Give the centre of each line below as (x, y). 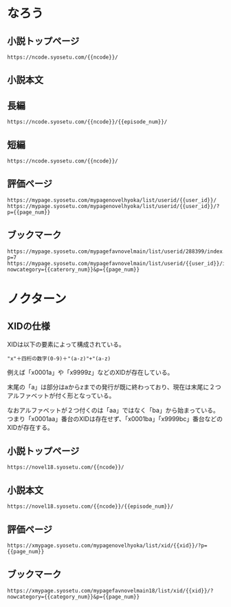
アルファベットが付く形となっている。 (61, 395)
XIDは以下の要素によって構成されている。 (66, 344)
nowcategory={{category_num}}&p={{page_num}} (73, 597)
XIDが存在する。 (30, 427)
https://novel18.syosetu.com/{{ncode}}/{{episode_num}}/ (90, 506)
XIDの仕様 (29, 326)
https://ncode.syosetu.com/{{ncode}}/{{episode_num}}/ (87, 122)
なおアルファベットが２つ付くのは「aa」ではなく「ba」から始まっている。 (113, 410)
